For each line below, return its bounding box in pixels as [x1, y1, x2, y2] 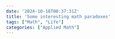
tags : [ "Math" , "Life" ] [6, 19, 64, 25]
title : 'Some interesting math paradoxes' [6, 14, 111, 19]
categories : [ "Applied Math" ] [6, 24, 80, 30]
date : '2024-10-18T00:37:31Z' [6, 8, 80, 14]
